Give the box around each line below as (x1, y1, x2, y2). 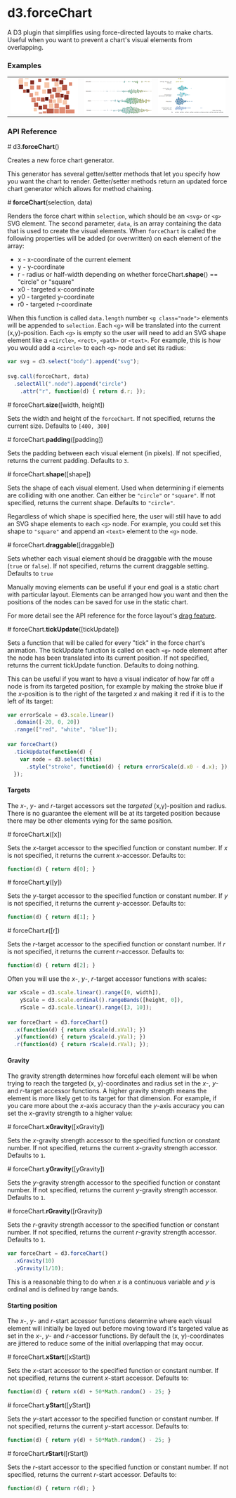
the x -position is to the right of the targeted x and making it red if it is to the (7, 689, 225, 698)
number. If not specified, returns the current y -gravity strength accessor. (7, 1186, 218, 1194)
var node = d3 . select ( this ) (20, 755, 102, 763)
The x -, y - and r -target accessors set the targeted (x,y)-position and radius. (7, 801, 227, 809)
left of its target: (7, 697, 54, 705)
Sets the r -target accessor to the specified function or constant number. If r (7, 940, 226, 949)
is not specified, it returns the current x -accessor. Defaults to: (7, 851, 186, 859)
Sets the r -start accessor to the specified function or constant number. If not (7, 1463, 229, 1471)
